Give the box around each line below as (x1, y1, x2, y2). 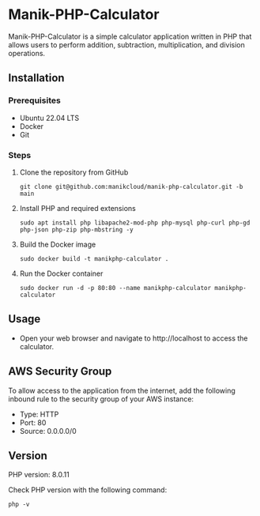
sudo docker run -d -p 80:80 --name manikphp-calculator (19, 284, 212, 292)
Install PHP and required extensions (19, 203, 136, 213)
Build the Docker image (19, 239, 96, 249)
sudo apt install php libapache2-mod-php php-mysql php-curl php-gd (19, 219, 251, 227)
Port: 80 (19, 417, 47, 427)
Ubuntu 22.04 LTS (19, 113, 80, 122)
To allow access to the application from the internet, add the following (8, 386, 236, 395)
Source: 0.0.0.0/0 (19, 426, 77, 435)
